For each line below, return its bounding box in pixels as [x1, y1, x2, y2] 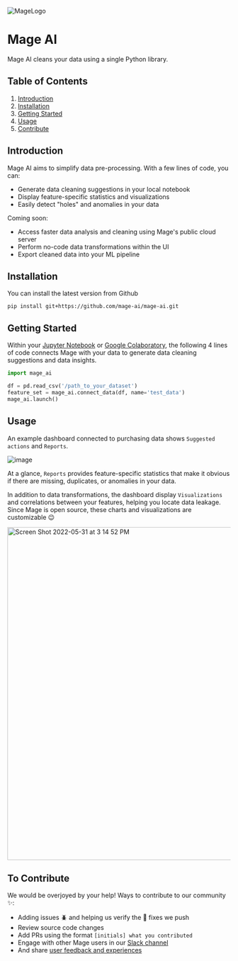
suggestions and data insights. [7, 356, 97, 365]
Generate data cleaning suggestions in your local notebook [17, 185, 191, 193]
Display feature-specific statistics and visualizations [17, 192, 170, 201]
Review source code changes [17, 923, 104, 932]
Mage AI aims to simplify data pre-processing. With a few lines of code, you [7, 164, 229, 172]
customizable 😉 [7, 513, 55, 521]
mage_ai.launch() [7, 395, 59, 403]
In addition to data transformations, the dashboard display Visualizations [7, 490, 223, 499]
